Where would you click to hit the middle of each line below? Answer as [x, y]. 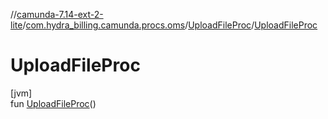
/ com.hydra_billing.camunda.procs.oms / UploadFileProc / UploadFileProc [170, 25]
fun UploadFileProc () [53, 103]
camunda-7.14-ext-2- [60, 14]
